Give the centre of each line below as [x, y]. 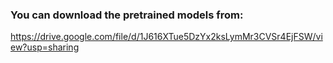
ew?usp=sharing [45, 47]
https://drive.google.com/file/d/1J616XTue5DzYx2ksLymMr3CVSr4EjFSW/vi [166, 37]
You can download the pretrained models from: [127, 15]
